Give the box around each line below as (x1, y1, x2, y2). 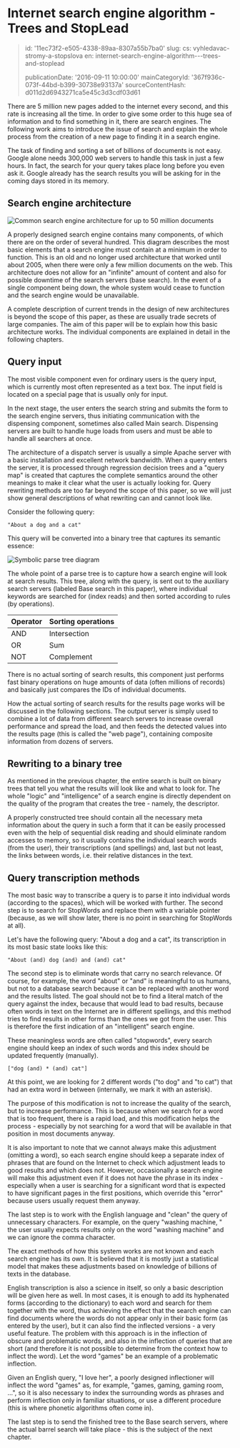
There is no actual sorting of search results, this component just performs (7, 670, 224, 678)
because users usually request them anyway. (7, 1196, 141, 1205)
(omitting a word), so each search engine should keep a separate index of (7, 1151, 225, 1159)
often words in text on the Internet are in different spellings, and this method (7, 1007, 231, 1016)
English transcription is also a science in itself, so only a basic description (7, 1284, 224, 1292)
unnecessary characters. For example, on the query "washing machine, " (7, 1218, 223, 1226)
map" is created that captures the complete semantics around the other (7, 470, 218, 480)
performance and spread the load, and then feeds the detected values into (7, 722, 227, 730)
